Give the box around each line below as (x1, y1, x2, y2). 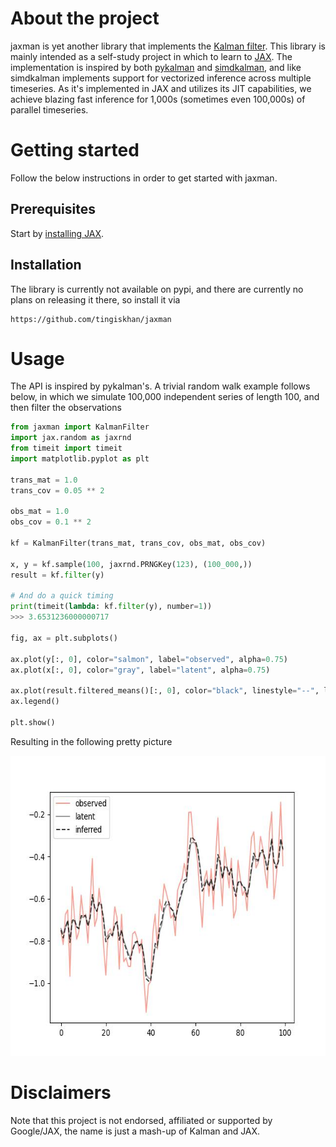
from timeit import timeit (10, 443, 123, 454)
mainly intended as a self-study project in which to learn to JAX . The (10, 50, 293, 62)
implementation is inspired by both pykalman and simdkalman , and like (10, 61, 302, 73)
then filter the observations (10, 402, 122, 414)
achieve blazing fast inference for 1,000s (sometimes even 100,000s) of (10, 93, 306, 105)
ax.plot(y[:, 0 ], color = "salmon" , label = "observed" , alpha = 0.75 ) (10, 654, 288, 664)
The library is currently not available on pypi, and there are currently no (10, 283, 304, 295)
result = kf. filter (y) (10, 570, 105, 580)
